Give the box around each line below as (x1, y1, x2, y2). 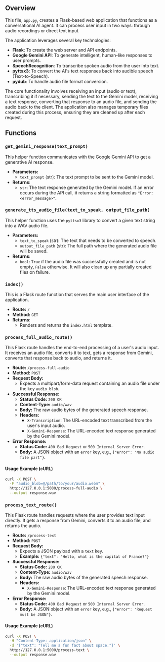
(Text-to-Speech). (12, 73, 49, 79)
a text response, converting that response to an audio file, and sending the (5, 99, 157, 105)
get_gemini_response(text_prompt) (5, 144, 88, 149)
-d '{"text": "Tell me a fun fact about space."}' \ (9, 643, 121, 648)
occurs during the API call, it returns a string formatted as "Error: (19, 189, 154, 195)
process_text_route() (5, 502, 57, 508)
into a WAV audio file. (5, 223, 49, 229)
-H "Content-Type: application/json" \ (9, 638, 92, 644)
